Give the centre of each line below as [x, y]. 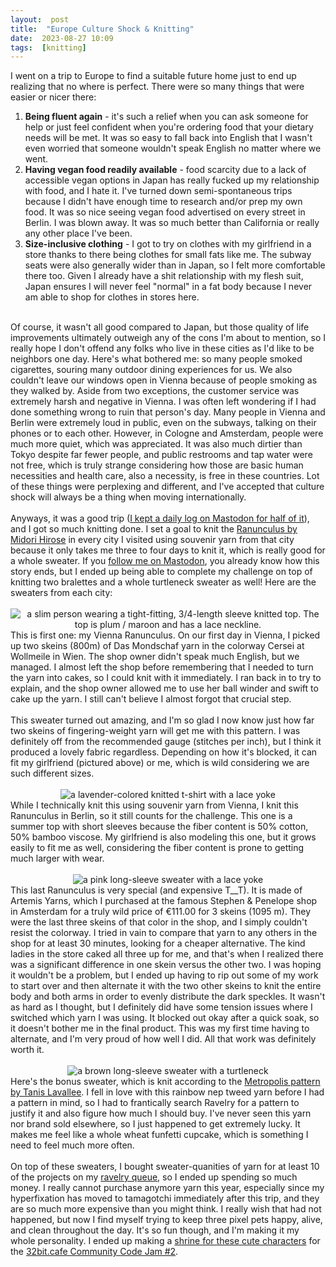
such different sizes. [52, 773]
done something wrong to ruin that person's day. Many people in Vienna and [168, 412]
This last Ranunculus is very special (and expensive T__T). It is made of [156, 890]
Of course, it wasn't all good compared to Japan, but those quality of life [160, 327]
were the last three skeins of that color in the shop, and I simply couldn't [159, 922]
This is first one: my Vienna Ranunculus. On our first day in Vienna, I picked [165, 635]
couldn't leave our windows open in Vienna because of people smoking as [164, 380]
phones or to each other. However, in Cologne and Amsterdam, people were [167, 433]
